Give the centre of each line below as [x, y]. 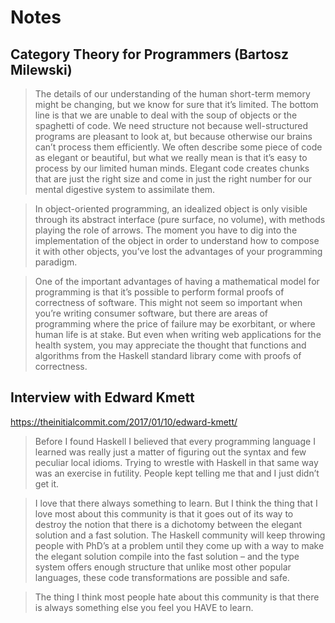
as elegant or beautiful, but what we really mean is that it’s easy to [171, 157]
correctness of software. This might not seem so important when [168, 302]
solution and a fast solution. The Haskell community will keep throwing [180, 535]
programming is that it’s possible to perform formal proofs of [159, 292]
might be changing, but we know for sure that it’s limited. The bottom [176, 104]
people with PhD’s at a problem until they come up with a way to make [179, 545]
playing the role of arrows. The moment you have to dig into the [166, 230]
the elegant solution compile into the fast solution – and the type [167, 556]
